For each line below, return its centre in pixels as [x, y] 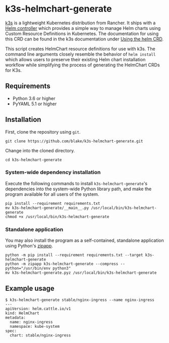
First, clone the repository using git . [43, 132]
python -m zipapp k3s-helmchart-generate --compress [62, 264]
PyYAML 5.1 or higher [35, 104]
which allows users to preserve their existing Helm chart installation [75, 59]
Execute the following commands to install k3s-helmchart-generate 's [76, 183]
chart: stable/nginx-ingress [40, 335]
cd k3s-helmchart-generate [34, 160]
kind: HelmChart [22, 313]
